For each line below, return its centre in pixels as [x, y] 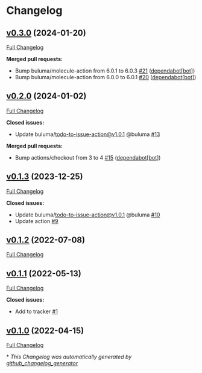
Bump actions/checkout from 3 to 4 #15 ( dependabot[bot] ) [88, 157]
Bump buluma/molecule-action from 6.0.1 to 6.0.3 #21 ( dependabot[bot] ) [105, 71]
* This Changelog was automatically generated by [69, 357]
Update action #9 [36, 221]
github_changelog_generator [42, 363]
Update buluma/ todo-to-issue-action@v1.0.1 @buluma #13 [87, 134]
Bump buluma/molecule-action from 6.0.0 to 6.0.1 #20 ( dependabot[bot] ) [106, 77]
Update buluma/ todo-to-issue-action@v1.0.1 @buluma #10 [87, 215]
